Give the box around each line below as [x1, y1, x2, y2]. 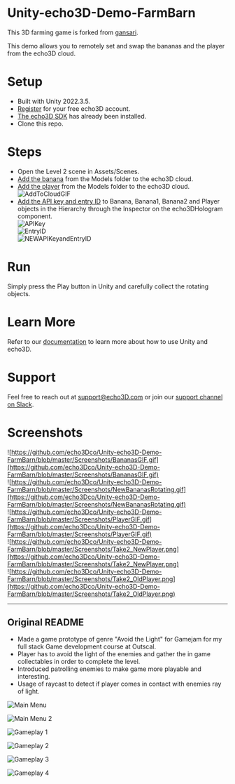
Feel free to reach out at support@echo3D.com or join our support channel [7, 392, 223, 401]
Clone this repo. [17, 119, 64, 128]
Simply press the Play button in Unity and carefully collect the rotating [7, 282, 209, 291]
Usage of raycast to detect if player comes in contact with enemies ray [17, 679, 222, 689]
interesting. [17, 672, 50, 681]
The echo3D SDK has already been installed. [17, 112, 147, 120]
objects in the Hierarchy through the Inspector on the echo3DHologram [17, 204, 223, 213]
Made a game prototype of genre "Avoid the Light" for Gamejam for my [17, 635, 222, 644]
